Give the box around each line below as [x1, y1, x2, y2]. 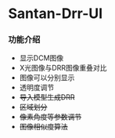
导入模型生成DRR [19, 93, 75, 102]
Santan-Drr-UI [8, 5, 103, 23]
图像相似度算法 [19, 122, 68, 132]
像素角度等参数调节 [19, 112, 82, 122]
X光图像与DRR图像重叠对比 [19, 64, 107, 73]
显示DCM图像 [19, 53, 64, 63]
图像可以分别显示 [19, 73, 75, 82]
